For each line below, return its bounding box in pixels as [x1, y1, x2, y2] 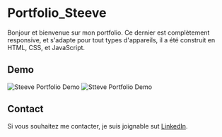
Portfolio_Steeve [7, 5, 107, 21]
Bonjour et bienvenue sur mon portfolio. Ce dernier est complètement [7, 28, 210, 37]
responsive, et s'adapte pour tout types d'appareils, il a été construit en [7, 35, 216, 44]
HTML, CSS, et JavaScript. [7, 43, 86, 52]
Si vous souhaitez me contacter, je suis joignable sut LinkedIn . [7, 121, 188, 130]
